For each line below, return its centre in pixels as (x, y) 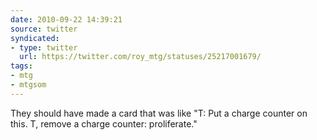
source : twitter (44, 29)
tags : (21, 66)
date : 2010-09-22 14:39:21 (66, 19)
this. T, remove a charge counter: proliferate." (104, 123)
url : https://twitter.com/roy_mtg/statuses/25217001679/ (140, 57)
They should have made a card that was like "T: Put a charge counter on (159, 113)
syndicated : (35, 38)
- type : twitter (44, 47)
